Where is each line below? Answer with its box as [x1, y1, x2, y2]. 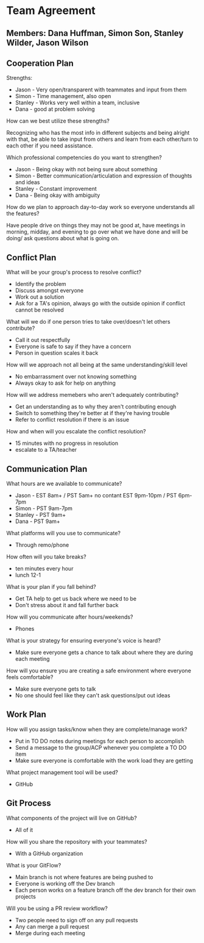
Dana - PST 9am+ [15, 518, 61, 525]
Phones [15, 625, 35, 633]
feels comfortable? [6, 674, 54, 681]
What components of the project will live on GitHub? [6, 814, 137, 822]
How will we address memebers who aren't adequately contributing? [6, 391, 179, 399]
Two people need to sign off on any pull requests [15, 916, 138, 923]
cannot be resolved [15, 306, 64, 314]
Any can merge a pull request [15, 923, 90, 930]
